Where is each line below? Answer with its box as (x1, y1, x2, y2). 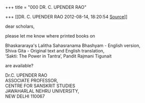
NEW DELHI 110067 (5, 94, 45, 99)
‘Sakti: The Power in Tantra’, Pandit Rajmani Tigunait (5, 53, 112, 59)
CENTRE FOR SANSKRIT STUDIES (5, 83, 76, 89)
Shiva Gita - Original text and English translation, (5, 48, 105, 53)
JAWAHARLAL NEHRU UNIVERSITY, (5, 88, 80, 94)
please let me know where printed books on (5, 33, 96, 39)
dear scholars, (5, 23, 35, 29)
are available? (5, 63, 34, 68)
